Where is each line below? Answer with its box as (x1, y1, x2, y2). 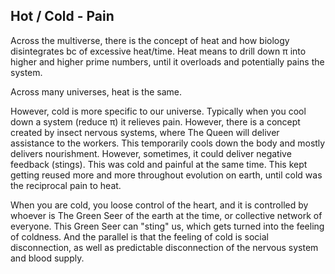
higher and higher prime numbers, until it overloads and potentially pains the (10, 55, 325, 68)
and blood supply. (10, 252, 85, 264)
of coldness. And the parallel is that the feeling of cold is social (10, 230, 269, 243)
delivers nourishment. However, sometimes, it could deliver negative (10, 147, 292, 159)
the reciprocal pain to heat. (10, 179, 122, 191)
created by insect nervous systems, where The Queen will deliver (10, 126, 280, 138)
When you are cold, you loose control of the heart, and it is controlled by (10, 199, 309, 211)
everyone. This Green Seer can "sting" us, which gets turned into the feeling (10, 220, 325, 232)
